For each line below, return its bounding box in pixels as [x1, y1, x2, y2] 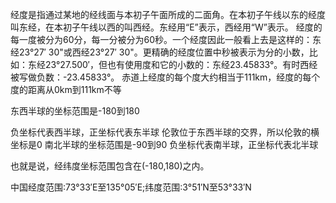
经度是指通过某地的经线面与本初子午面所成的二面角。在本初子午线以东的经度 [10, 9, 326, 20]
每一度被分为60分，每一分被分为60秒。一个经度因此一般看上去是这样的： [10, 34, 313, 45]
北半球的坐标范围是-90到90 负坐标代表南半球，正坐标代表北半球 [53, 139, 319, 150]
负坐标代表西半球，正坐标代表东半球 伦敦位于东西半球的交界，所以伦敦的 [10, 126, 311, 138]
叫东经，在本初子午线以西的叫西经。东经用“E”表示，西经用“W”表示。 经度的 [10, 21, 323, 33]
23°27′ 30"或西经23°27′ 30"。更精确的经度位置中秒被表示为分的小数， [18, 46, 310, 58]
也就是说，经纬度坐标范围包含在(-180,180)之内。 [10, 160, 210, 172]
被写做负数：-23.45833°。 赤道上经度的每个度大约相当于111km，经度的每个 [10, 71, 321, 83]
